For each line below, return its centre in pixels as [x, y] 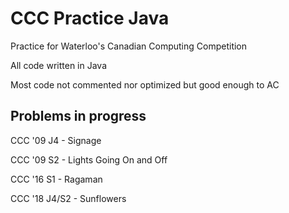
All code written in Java [58, 65]
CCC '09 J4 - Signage [56, 140]
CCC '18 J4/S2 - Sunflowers [68, 198]
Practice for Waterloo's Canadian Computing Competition [129, 46]
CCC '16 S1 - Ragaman [56, 179]
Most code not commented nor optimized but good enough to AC [145, 84]
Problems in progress [78, 116]
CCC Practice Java [90, 18]
